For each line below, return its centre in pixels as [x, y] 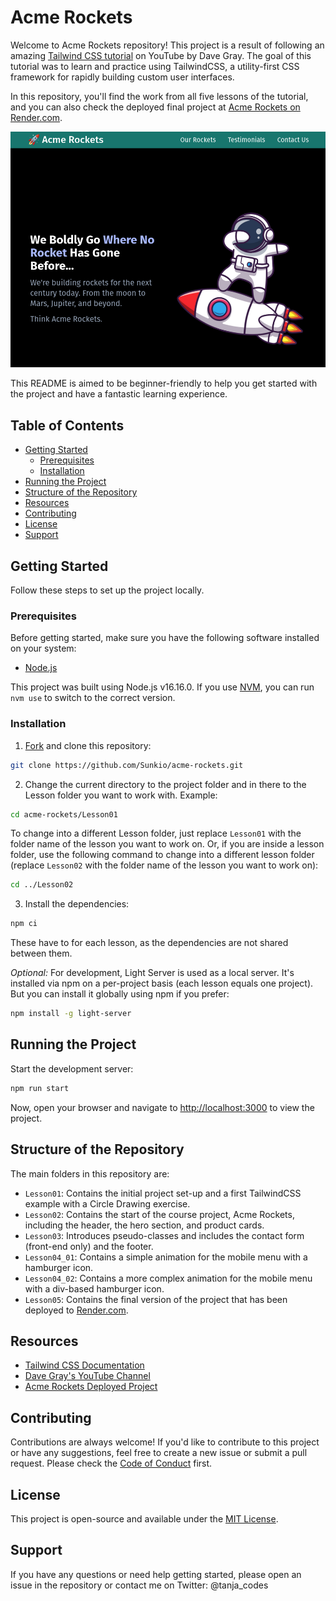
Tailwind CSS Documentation [84, 1365]
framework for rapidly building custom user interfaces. [122, 77]
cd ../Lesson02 [42, 885]
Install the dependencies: [77, 904]
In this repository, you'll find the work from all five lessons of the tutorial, [159, 96]
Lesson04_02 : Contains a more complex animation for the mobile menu [168, 1278]
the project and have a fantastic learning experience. [119, 394]
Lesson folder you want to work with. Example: [121, 795]
